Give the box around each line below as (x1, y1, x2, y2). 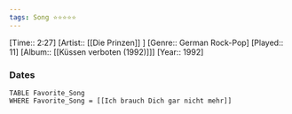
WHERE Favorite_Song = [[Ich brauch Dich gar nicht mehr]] (9, 96, 233, 105)
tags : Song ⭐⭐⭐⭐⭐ (9, 12, 77, 22)
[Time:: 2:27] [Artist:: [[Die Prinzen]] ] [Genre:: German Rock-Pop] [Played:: (9, 37, 284, 48)
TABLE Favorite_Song (9, 88, 86, 97)
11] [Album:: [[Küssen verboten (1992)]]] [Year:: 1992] (9, 46, 204, 57)
